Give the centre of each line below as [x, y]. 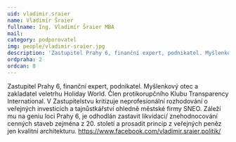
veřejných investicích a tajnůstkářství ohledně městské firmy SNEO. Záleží [114, 108]
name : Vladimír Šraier [40, 20]
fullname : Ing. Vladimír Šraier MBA [61, 27]
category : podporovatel [42, 40]
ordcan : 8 [22, 66]
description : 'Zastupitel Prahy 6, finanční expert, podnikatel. [105, 53]
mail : [15, 33]
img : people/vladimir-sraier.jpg [56, 46]
